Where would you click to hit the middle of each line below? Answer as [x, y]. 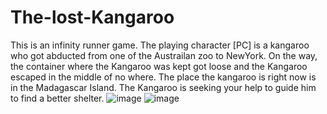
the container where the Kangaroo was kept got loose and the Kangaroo [159, 66]
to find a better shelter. [57, 98]
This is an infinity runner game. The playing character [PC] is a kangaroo [160, 45]
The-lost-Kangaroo [92, 17]
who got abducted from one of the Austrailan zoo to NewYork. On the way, [164, 55]
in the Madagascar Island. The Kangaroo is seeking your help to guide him [163, 87]
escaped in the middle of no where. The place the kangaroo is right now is [163, 77]
